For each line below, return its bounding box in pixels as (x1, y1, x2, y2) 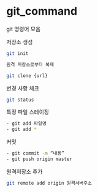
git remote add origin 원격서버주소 (6, 180, 92, 186)
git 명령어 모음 (6, 25, 41, 32)
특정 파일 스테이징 (6, 108, 49, 116)
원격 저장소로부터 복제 (6, 61, 54, 68)
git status (6, 97, 34, 103)
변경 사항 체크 (6, 84, 40, 92)
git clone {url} (6, 72, 48, 79)
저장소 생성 (6, 38, 33, 45)
